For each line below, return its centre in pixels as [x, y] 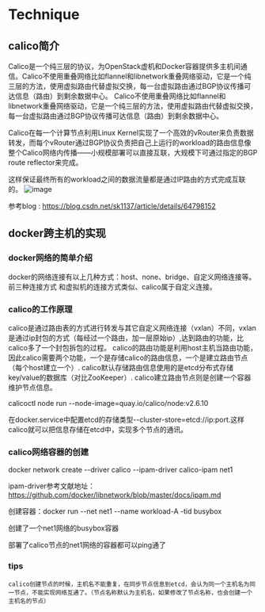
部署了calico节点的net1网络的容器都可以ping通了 [87, 545]
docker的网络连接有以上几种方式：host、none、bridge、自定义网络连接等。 [132, 277]
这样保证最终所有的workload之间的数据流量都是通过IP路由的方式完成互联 [127, 179]
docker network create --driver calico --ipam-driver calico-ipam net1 [121, 470]
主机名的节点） [29, 601]
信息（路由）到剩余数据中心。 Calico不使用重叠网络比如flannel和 [120, 96]
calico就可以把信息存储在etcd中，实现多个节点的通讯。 [98, 429]
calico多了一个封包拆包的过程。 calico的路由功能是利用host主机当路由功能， [132, 347]
